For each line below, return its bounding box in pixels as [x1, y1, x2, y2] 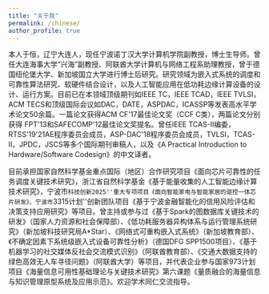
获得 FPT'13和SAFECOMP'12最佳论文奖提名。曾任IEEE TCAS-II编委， [8, 119, 236, 129]
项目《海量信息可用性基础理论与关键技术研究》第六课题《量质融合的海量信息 [8, 267, 261, 276]
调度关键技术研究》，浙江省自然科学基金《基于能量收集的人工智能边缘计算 [14, 177, 258, 187]
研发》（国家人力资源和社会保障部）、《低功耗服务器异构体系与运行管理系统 [8, 217, 251, 227]
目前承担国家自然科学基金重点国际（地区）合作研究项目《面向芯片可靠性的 [8, 167, 254, 176]
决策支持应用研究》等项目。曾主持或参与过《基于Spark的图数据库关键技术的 [8, 207, 259, 216]
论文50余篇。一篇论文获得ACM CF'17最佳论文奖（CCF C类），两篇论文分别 [14, 110, 261, 119]
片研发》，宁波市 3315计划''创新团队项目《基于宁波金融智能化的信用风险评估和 [8, 197, 255, 207]
